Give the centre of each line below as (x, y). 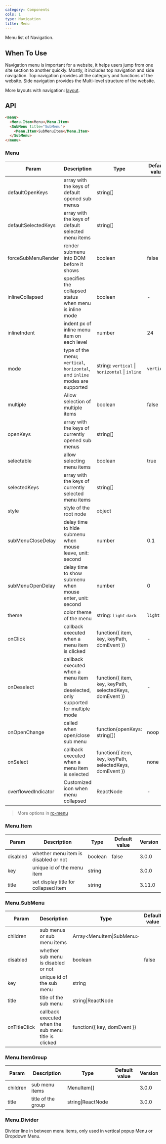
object (104, 511)
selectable (20, 461)
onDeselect (21, 687)
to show (73, 573)
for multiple (77, 709)
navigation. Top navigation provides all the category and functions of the (79, 76)
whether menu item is (57, 853)
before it (73, 264)
